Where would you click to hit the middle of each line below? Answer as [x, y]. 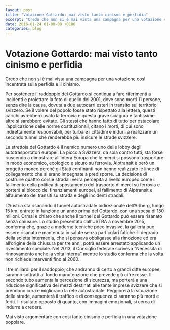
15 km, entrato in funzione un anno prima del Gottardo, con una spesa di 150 [85, 211]
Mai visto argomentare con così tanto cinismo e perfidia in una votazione [81, 317]
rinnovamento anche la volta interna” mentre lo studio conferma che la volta [84, 254]
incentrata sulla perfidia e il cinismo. [43, 84]
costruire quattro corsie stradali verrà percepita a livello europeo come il [80, 179]
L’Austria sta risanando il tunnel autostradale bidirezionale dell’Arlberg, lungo [85, 206]
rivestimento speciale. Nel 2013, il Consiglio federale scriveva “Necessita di [83, 249]
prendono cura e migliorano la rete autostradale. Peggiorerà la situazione [81, 291]
